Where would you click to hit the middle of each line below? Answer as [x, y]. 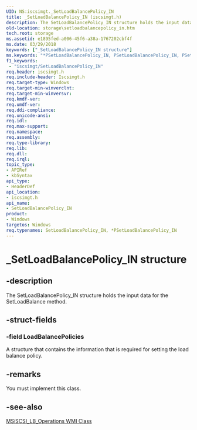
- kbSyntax [19, 176]
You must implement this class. [44, 388]
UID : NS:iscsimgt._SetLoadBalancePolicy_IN [60, 11]
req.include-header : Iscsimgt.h [45, 77]
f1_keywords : [22, 61]
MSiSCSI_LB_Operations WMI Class [49, 421]
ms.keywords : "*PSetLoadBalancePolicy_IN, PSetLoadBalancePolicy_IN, [93, 55]
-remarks [23, 374]
